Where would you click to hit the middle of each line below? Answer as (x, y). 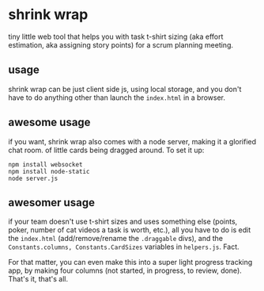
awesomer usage (51, 203)
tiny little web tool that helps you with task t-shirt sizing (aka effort (116, 36)
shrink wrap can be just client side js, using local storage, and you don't (125, 89)
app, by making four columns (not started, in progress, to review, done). (125, 270)
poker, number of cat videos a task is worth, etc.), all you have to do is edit (130, 230)
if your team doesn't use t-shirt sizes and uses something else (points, (123, 222)
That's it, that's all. (38, 279)
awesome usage (49, 123)
